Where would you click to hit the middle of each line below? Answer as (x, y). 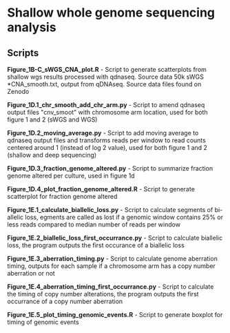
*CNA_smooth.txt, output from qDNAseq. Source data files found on (104, 84)
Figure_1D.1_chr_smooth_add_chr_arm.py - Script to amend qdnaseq (106, 105)
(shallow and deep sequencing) (52, 155)
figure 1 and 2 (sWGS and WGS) (52, 120)
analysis (32, 27)
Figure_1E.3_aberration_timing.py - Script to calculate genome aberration (113, 258)
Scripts (23, 53)
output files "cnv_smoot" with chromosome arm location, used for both (107, 112)
